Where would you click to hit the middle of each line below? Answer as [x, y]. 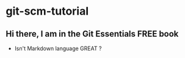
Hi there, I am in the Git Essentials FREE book [92, 34]
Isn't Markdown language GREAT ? [58, 48]
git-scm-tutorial [47, 11]
